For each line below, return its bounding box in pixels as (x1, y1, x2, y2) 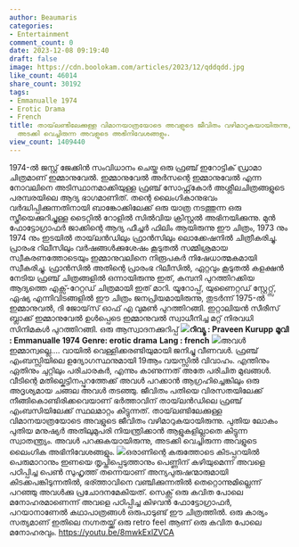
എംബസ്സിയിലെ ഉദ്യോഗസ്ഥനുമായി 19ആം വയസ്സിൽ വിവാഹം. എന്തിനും (9, 354, 270, 366)
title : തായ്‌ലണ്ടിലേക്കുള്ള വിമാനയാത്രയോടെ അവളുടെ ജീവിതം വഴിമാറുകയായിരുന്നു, (9, 121, 292, 130)
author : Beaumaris (9, 12, 77, 22)
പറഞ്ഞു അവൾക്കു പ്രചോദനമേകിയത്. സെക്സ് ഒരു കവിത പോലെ (9, 486, 243, 497)
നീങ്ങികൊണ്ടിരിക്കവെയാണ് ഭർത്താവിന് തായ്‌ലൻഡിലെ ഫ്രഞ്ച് (9, 394, 242, 406)
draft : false (9, 54, 58, 63)
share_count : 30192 (9, 79, 82, 88)
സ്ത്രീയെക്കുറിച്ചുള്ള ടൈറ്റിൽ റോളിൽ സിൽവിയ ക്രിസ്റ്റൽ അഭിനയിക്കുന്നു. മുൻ (9, 211, 276, 223)
